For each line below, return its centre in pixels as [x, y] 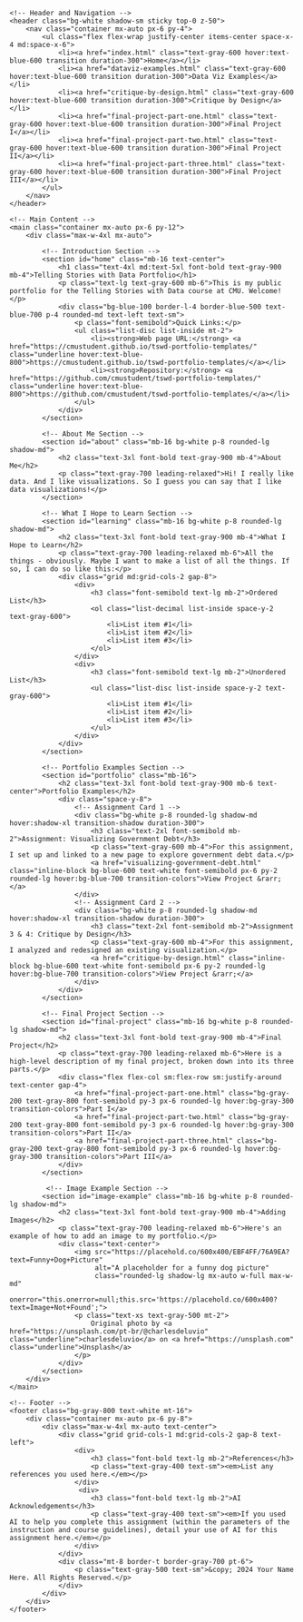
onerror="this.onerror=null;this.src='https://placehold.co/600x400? [144, 1300]
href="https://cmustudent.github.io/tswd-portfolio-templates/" [133, 347]
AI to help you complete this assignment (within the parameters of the [150, 1522]
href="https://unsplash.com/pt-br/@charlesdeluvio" [109, 1332]
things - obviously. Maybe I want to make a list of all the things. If [150, 561]
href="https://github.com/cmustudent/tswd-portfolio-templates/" [135, 378]
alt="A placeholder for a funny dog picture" [182, 1268]
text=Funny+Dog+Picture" [56, 1260]
